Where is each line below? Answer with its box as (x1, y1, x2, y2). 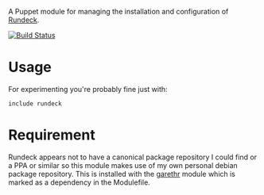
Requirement (8, 126, 95, 144)
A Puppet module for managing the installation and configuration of (8, 7, 229, 16)
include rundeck (8, 99, 62, 108)
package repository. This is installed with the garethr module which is (8, 169, 236, 178)
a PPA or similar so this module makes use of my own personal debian (8, 160, 239, 170)
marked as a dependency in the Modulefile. (8, 178, 151, 187)
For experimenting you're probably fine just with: (8, 84, 169, 94)
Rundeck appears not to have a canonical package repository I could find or (8, 152, 257, 162)
